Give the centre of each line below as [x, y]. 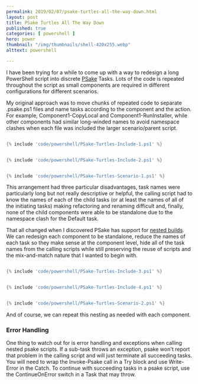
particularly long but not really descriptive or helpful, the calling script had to [99, 193]
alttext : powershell [32, 50]
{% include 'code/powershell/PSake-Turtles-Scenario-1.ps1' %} [86, 176]
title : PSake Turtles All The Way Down [55, 23]
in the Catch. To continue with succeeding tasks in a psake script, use [105, 368]
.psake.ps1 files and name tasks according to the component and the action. [99, 109]
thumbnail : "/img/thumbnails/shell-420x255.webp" [69, 45]
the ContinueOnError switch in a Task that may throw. [71, 375]
